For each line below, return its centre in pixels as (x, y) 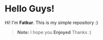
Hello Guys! (30, 9)
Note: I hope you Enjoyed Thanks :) (54, 32)
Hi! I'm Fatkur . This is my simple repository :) (51, 22)
